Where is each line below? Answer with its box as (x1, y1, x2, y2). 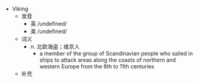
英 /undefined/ (30, 20, 67, 27)
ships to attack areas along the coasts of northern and (39, 56, 176, 63)
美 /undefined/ (30, 27, 67, 35)
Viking (12, 5, 29, 12)
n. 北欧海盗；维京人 (30, 43, 80, 50)
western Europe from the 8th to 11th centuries (39, 63, 154, 70)
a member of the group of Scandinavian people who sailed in (39, 50, 194, 57)
